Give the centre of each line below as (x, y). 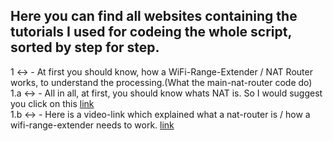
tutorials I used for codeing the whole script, (151, 32)
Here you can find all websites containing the (154, 16)
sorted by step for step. (85, 47)
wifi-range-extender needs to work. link (92, 125)
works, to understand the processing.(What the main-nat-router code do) (161, 82)
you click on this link (52, 103)
